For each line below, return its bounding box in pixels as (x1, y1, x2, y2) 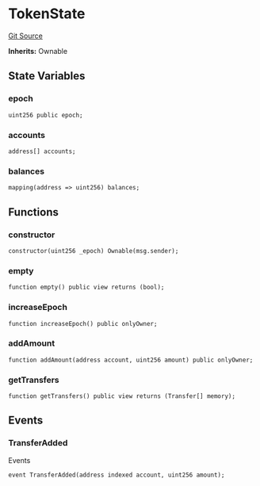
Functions (8, 205, 59, 219)
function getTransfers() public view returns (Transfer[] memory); (8, 392, 236, 400)
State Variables (8, 69, 86, 83)
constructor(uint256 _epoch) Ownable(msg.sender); (8, 247, 179, 254)
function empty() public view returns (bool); (8, 283, 165, 292)
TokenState (8, 5, 86, 23)
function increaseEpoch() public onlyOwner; (8, 320, 158, 327)
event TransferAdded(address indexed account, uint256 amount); (8, 471, 225, 479)
